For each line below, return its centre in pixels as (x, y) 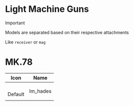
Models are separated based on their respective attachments (67, 32)
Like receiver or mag (25, 42)
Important (15, 23)
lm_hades (40, 91)
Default (16, 94)
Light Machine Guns (47, 9)
